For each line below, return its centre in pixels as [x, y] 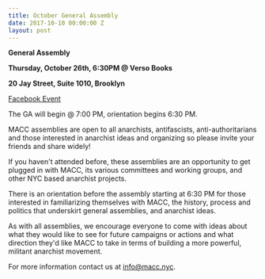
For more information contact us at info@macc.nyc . [92, 267]
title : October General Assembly [63, 15]
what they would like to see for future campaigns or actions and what [121, 235]
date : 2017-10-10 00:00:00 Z [56, 23]
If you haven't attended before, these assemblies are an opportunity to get [129, 162]
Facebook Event [34, 99]
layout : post [30, 30]
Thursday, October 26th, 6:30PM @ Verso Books [90, 68]
